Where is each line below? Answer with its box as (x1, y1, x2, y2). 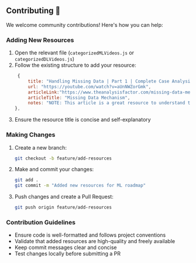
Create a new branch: (14, 144, 67, 151)
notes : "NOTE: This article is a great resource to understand (27, 100, 185, 106)
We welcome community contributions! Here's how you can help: (6, 21, 163, 28)
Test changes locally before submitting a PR (14, 250, 121, 257)
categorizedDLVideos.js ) (14, 56, 75, 63)
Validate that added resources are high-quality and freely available (14, 238, 176, 245)
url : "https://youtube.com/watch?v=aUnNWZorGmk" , (27, 84, 152, 89)
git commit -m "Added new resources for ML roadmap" (14, 182, 146, 189)
